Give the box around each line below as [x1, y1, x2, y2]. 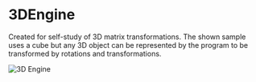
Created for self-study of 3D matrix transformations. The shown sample [8, 32, 246, 41]
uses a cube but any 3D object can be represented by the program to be [8, 40, 249, 49]
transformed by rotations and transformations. [8, 49, 162, 58]
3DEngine [8, 6, 76, 24]
